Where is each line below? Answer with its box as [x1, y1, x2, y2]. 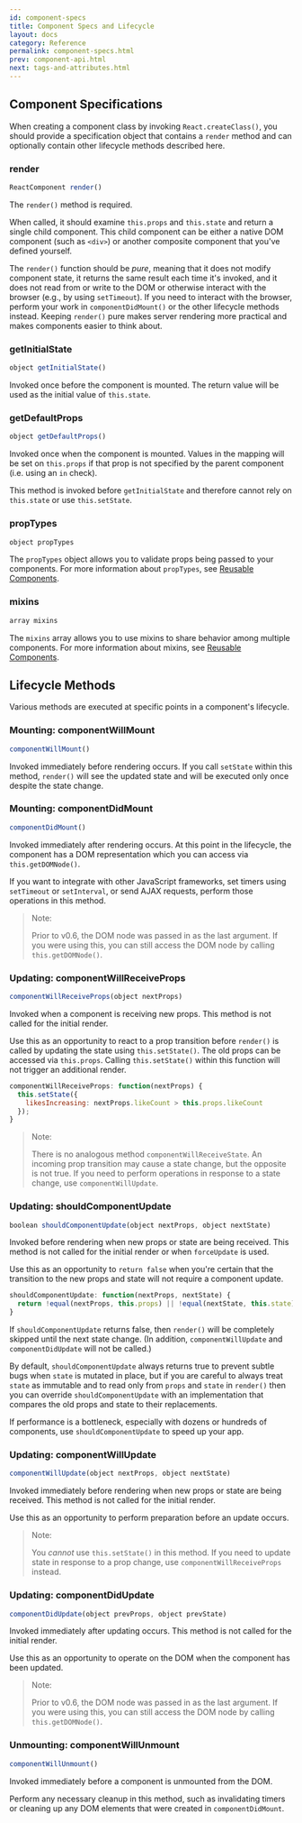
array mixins [9, 616, 58, 625]
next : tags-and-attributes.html [9, 64, 130, 73]
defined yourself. [9, 245, 73, 256]
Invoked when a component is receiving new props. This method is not [9, 1008, 271, 1019]
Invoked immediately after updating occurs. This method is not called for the [9, 1626, 292, 1636]
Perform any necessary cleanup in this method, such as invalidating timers [9, 1793, 286, 1804]
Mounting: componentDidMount [9, 802, 154, 815]
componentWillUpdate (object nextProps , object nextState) [9, 1469, 231, 1479]
